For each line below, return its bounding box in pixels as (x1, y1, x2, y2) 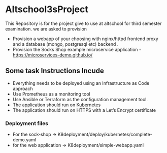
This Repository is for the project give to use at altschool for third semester (5, 20, 162, 26)
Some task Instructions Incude (5, 67, 104, 75)
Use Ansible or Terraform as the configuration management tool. (12, 96, 148, 102)
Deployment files (5, 119, 49, 127)
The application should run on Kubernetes (12, 102, 101, 108)
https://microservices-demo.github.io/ (12, 52, 93, 58)
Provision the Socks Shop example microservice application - (12, 46, 142, 52)
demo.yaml (12, 137, 37, 143)
